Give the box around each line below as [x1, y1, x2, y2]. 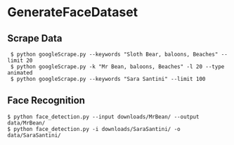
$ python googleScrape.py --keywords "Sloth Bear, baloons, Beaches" [10, 51, 219, 58]
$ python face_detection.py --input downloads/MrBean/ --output [7, 113, 200, 120]
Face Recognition [7, 94, 86, 106]
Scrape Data [7, 32, 63, 44]
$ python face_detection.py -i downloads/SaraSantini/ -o [7, 125, 181, 132]
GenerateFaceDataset [7, 4, 138, 20]
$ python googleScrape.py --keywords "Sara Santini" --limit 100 [10, 75, 206, 82]
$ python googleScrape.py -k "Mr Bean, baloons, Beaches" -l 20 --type [10, 63, 225, 70]
